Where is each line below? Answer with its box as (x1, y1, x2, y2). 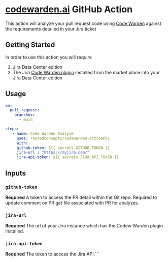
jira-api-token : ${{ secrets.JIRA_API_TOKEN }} (16, 155, 119, 160)
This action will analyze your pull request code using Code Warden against (5, 20, 161, 26)
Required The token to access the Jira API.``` (5, 251, 100, 257)
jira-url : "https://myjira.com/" (16, 150, 90, 155)
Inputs (5, 169, 26, 178)
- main (18, 117, 33, 123)
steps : (5, 126, 19, 132)
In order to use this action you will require (5, 54, 92, 60)
